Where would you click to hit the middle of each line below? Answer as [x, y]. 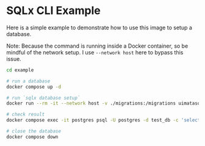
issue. [14, 59]
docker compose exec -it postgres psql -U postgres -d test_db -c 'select [103, 120]
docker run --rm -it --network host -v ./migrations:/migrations [91, 104]
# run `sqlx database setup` [43, 98]
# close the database [34, 131]
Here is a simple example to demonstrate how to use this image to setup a [99, 27]
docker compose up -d [34, 87]
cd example [20, 70]
